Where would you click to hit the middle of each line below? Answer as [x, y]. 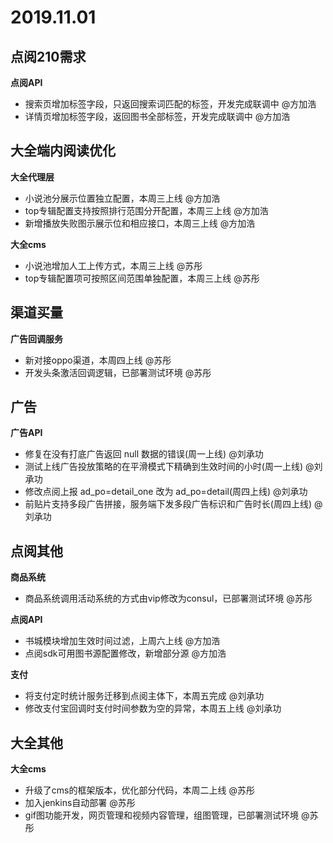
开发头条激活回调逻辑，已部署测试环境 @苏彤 [118, 372]
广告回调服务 [36, 338]
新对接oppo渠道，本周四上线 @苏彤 [98, 360]
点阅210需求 [48, 56]
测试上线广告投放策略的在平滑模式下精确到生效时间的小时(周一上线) [164, 467]
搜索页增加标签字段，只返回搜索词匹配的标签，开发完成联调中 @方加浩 [170, 104]
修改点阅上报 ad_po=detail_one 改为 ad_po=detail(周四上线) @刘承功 [166, 492]
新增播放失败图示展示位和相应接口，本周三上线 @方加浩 [140, 223]
